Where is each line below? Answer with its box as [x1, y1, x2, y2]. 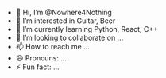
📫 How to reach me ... [15, 42, 90, 51]
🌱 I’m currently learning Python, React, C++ [15, 25, 159, 33]
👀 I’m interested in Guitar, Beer [15, 16, 116, 25]
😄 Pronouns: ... [15, 53, 68, 63]
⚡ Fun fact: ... [15, 62, 60, 72]
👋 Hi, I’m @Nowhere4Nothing [15, 8, 113, 17]
